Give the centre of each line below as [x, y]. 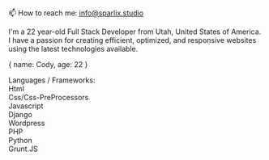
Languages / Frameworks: [52, 80]
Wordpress [27, 123]
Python [20, 140]
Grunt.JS [23, 149]
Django [20, 114]
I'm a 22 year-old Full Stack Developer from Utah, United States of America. [135, 32]
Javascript [26, 106]
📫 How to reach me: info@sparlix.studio [76, 13]
